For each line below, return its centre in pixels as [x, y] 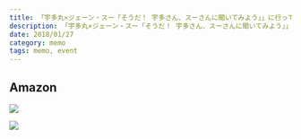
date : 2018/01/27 [42, 34]
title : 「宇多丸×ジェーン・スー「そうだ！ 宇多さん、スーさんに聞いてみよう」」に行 [146, 17]
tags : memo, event [43, 51]
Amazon [33, 87]
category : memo [38, 43]
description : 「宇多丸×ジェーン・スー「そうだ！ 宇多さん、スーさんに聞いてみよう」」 [151, 26]
